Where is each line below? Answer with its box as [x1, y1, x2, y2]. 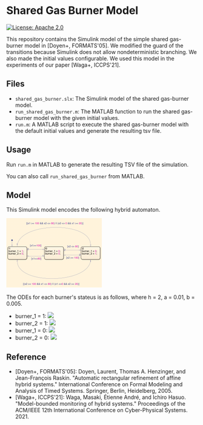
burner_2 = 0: [15, 334, 50, 341]
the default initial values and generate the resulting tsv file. [15, 127, 162, 134]
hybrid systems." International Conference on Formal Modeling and [15, 381, 183, 388]
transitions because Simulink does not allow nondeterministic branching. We [6, 48, 197, 55]
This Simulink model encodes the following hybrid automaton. [6, 206, 161, 213]
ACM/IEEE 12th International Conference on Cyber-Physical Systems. [15, 407, 188, 414]
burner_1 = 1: [15, 313, 47, 320]
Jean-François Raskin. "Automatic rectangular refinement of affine [15, 374, 181, 382]
